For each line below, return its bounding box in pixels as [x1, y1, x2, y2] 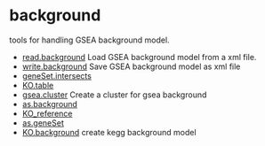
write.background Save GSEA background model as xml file [21, 61, 241, 72]
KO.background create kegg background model [21, 127, 197, 137]
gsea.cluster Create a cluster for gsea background [21, 89, 207, 100]
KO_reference [21, 108, 73, 119]
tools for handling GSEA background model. [9, 35, 171, 45]
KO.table [21, 80, 54, 90]
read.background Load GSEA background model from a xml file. [21, 51, 257, 62]
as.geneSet [21, 117, 64, 128]
